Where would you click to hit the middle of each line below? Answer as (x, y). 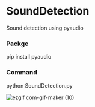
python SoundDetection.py (40, 85)
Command (22, 73)
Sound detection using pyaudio (45, 28)
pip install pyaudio (29, 57)
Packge (17, 44)
